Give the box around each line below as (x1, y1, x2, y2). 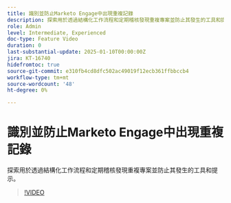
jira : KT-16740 (7, 55, 51, 62)
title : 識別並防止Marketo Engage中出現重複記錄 (7, 10, 134, 17)
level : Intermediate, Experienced (7, 29, 107, 36)
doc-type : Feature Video (7, 36, 78, 43)
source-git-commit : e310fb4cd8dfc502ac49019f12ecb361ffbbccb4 (7, 67, 189, 74)
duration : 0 (7, 42, 41, 49)
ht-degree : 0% (7, 87, 48, 94)
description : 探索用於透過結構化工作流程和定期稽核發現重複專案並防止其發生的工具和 (7, 17, 221, 23)
